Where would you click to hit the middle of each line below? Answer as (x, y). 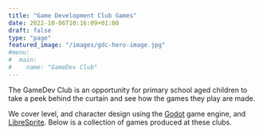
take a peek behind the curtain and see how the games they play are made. (132, 98)
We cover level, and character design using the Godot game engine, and (127, 114)
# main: (23, 60)
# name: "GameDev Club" (53, 67)
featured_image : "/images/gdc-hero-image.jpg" (87, 45)
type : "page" (30, 38)
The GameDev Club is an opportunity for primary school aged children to (128, 90)
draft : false (30, 30)
